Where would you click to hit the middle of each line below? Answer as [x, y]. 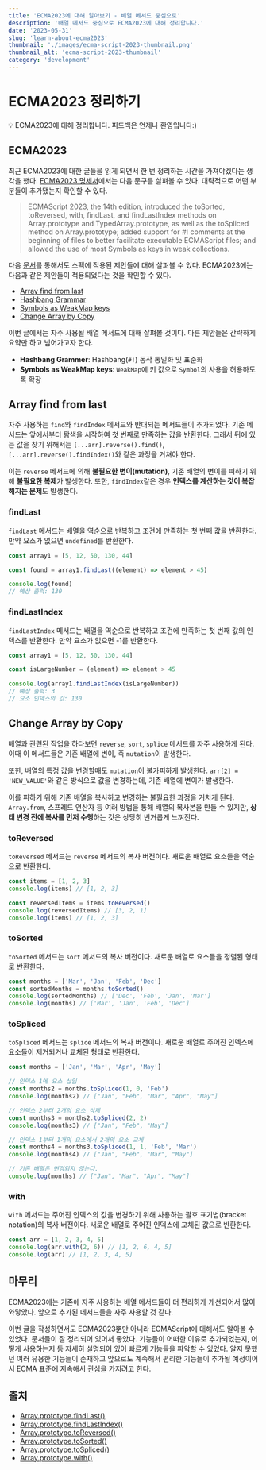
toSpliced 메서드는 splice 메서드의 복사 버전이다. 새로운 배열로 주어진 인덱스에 [131, 1042]
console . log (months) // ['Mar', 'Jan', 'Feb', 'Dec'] [99, 1004]
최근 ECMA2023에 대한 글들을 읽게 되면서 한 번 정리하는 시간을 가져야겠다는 [126, 171]
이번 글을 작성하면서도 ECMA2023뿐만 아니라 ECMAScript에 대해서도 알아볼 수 [131, 1329]
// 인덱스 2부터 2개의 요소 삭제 [54, 1110]
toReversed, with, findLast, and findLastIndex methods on [122, 214]
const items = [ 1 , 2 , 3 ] [49, 882]
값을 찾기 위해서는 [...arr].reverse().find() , [91, 445]
